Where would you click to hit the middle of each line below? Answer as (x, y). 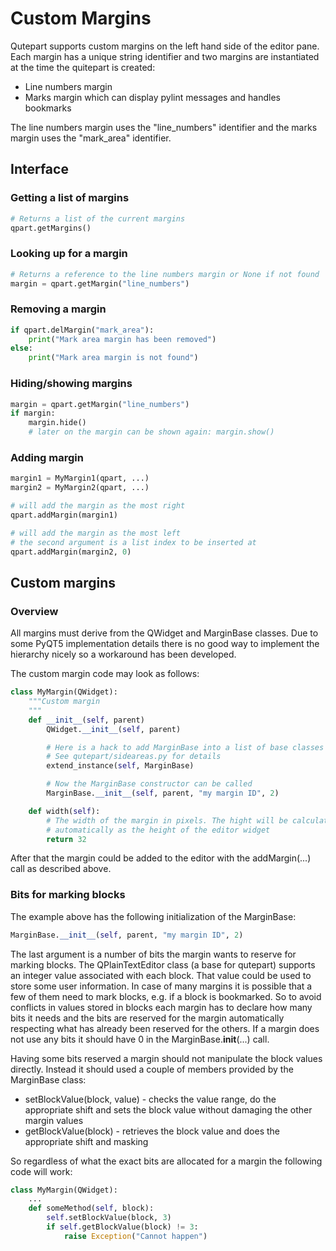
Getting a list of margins (70, 198)
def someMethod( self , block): (91, 1208)
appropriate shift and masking (86, 1141)
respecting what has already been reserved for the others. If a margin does (165, 1028)
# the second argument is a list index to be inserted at (133, 542)
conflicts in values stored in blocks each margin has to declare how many (161, 1007)
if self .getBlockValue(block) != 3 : (122, 1227)
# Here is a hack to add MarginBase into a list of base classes (185, 747)
